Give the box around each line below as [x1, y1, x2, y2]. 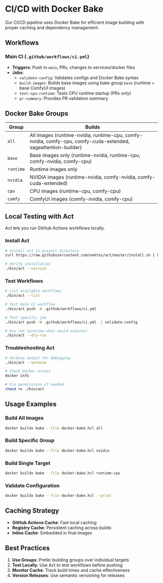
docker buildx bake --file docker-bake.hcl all [5, 426, 103, 430]
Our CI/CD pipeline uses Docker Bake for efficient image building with [5, 19, 145, 25]
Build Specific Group [5, 437, 55, 444]
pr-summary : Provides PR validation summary [19, 95, 108, 101]
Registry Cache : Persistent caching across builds [12, 525, 112, 531]
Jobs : [12, 69, 24, 75]
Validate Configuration [5, 482, 60, 489]
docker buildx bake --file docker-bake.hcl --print [5, 493, 112, 498]
